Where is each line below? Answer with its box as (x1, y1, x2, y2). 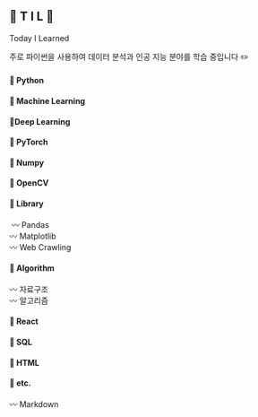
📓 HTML (9, 357, 40, 368)
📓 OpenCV (9, 178, 49, 188)
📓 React (9, 316, 39, 327)
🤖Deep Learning (9, 116, 71, 126)
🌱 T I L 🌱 (9, 9, 55, 24)
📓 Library (9, 198, 45, 209)
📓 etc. (9, 378, 31, 388)
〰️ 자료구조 (9, 283, 49, 294)
